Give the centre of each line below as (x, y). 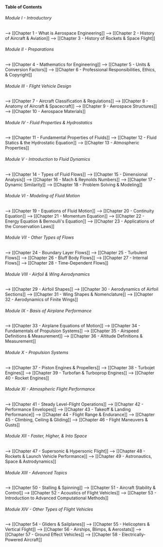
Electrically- (134, 535)
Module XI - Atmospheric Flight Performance (50, 389)
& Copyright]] (19, 75)
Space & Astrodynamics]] (31, 462)
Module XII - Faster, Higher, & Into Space (46, 436)
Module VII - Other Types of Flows (39, 237)
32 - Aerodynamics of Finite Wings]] (42, 300)
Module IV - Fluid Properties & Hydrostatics (49, 122)
